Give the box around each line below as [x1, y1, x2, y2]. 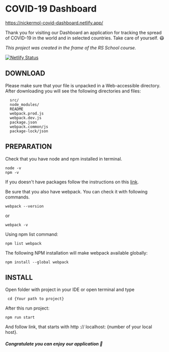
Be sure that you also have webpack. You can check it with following [5, 188, 148, 194]
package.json [10, 120, 37, 125]
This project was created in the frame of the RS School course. [5, 44, 136, 51]
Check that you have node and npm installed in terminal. [5, 156, 123, 162]
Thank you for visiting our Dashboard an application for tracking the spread [5, 29, 162, 35]
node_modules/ [10, 102, 39, 107]
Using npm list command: [5, 231, 59, 237]
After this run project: [5, 305, 49, 311]
